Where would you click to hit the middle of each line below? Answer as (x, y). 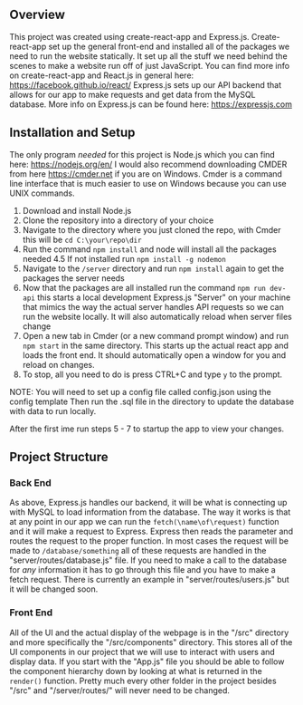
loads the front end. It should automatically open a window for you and (154, 355)
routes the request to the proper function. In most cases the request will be (149, 541)
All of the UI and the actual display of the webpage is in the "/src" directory (149, 633)
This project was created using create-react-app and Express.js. (130, 36)
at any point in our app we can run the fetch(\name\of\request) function (144, 522)
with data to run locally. (53, 410)
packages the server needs (73, 278)
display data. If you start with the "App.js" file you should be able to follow (147, 662)
